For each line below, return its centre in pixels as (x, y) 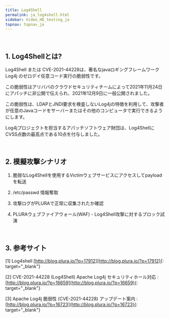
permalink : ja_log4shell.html (38, 15)
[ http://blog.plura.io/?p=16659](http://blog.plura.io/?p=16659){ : (72, 283)
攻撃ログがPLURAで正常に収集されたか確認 (58, 203)
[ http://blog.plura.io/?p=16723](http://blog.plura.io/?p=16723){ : (71, 304)
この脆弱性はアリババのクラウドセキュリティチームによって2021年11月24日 (84, 87)
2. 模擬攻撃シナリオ (36, 162)
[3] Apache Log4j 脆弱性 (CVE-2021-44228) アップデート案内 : (71, 299)
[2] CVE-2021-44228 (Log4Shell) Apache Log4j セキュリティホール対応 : (82, 277)
